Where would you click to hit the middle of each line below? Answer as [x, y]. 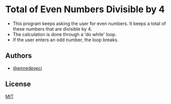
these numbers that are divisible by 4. [52, 29]
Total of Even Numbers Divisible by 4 [85, 9]
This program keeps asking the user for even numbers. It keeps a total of [89, 23]
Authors [19, 56]
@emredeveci [27, 68]
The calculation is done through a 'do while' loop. [65, 34]
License [18, 84]
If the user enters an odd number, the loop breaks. [66, 40]
